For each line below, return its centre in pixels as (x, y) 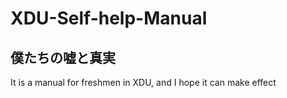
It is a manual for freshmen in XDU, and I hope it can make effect (143, 82)
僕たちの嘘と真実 (63, 57)
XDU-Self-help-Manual (109, 18)
